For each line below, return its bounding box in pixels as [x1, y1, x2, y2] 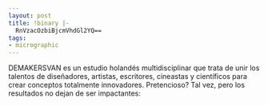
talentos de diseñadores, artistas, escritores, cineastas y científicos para [8, 72, 248, 81]
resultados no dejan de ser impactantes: [8, 88, 142, 98]
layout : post [8, 11, 52, 20]
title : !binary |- [8, 19, 70, 27]
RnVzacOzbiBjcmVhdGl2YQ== [15, 26, 102, 34]
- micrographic [8, 41, 59, 49]
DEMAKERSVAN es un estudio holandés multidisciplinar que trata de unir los [8, 63, 260, 73]
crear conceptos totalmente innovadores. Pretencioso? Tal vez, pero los [8, 80, 246, 90]
